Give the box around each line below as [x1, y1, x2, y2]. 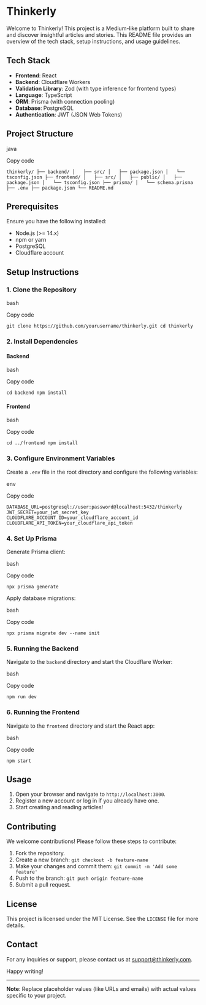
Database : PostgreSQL [15, 104, 74, 112]
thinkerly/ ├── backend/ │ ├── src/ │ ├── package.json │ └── [6, 169, 185, 175]
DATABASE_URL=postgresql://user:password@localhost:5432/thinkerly [6, 504, 183, 510]
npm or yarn [15, 236, 47, 244]
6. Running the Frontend [6, 708, 80, 717]
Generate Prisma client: [6, 548, 66, 555]
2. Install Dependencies [6, 337, 78, 345]
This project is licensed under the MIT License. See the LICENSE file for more [6, 915, 199, 923]
